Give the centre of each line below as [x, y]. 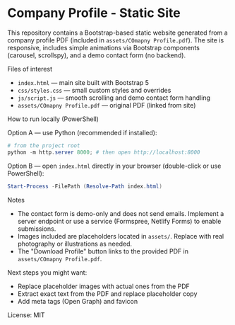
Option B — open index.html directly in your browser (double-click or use [114, 166]
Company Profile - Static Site [94, 13]
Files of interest [30, 69]
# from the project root [44, 146]
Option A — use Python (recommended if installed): [82, 132]
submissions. [37, 229]
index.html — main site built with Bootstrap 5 [83, 82]
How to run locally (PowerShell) [53, 119]
